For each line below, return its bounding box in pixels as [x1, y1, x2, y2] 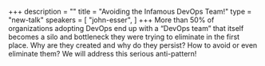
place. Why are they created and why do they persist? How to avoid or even [8, 41, 258, 50]
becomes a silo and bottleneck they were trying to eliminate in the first [8, 32, 240, 41]
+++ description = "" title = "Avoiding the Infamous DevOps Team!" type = [8, 7, 252, 16]
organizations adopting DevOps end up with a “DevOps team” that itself [8, 24, 244, 33]
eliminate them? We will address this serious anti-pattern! [8, 49, 197, 58]
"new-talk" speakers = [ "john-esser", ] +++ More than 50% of [8, 15, 215, 25]
